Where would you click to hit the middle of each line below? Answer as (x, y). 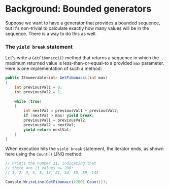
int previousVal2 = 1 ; (38, 92)
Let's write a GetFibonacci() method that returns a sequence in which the (82, 58)
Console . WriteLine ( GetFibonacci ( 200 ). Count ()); (57, 182)
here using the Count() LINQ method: (44, 154)
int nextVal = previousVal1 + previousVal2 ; (71, 111)
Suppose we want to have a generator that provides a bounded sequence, (83, 23)
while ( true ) (28, 101)
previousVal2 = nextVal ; (50, 125)
